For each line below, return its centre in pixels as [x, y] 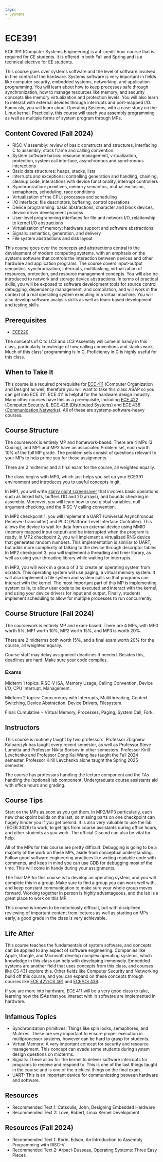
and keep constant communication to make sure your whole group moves [79, 888]
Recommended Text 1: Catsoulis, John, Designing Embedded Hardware [83, 1107]
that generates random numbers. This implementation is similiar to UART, [78, 542]
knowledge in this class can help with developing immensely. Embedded [78, 961]
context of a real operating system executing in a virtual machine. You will [79, 295]
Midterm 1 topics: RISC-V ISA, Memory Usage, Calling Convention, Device [79, 683]
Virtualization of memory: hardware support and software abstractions [83, 228]
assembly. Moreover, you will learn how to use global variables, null [72, 502]
